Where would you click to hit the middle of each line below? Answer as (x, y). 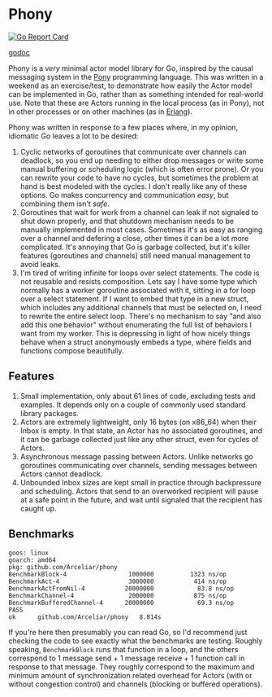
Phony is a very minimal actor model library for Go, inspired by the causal (131, 68)
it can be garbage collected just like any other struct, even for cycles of (139, 439)
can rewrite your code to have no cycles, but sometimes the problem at (139, 178)
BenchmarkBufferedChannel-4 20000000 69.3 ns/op (121, 603)
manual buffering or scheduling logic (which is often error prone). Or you (142, 169)
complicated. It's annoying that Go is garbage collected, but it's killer (135, 247)
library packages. (49, 413)
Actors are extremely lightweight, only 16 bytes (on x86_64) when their (138, 422)
